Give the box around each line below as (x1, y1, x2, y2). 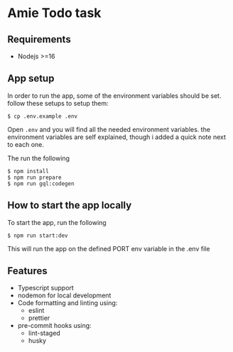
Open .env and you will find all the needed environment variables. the (7, 125, 211, 133)
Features (7, 265, 48, 277)
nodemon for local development (17, 291, 112, 299)
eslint (28, 307, 45, 315)
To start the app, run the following (7, 218, 107, 226)
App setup (7, 72, 55, 84)
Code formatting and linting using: (17, 299, 118, 307)
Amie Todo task (7, 5, 102, 21)
